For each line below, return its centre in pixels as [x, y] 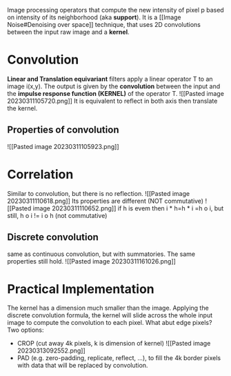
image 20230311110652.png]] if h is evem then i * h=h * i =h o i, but [128, 208]
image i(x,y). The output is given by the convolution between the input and [114, 86]
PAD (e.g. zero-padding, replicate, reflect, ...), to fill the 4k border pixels [119, 358]
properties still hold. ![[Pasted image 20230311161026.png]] [91, 261]
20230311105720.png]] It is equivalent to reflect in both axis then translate [112, 101]
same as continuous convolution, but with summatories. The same [101, 254]
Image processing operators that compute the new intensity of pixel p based [115, 10]
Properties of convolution [63, 130]
